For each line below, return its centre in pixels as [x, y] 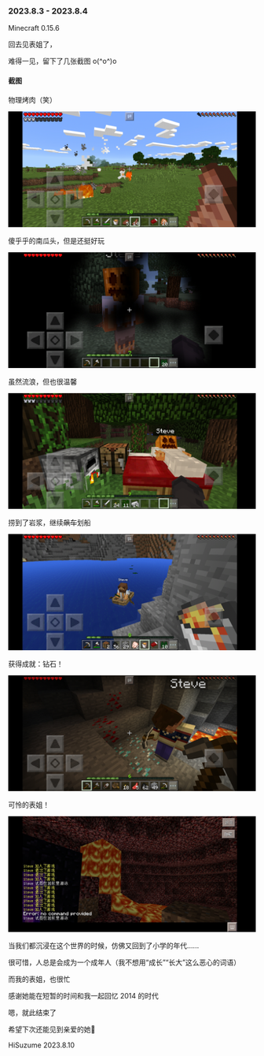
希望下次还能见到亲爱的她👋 [52, 1029]
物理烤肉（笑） [32, 99]
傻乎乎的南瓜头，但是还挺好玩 [56, 240]
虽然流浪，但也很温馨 [42, 382]
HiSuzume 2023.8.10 [42, 1045]
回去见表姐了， [32, 44]
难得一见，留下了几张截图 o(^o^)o [62, 61]
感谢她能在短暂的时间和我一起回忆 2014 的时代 [83, 996]
